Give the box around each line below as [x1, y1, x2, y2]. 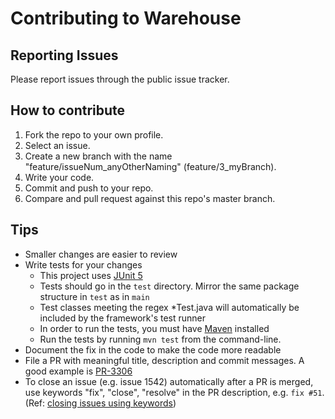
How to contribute [10, 102, 126, 119]
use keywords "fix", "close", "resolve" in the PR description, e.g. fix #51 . [24, 386, 325, 398]
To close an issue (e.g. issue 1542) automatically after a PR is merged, [24, 375, 314, 387]
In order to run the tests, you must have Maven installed [39, 322, 270, 334]
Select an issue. [24, 139, 91, 151]
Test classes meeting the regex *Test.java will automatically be [39, 301, 300, 313]
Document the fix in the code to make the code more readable [24, 343, 282, 356]
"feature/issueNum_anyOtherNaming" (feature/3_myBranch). [24, 160, 277, 172]
